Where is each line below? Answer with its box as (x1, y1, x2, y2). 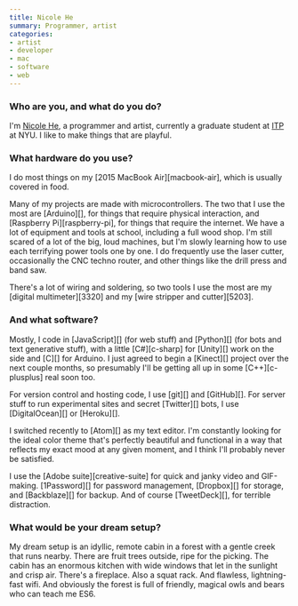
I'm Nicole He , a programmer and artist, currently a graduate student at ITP (9, 121, 285, 132)
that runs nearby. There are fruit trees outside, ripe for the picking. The (9, 550, 270, 561)
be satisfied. (9, 453, 55, 464)
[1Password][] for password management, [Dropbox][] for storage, (40, 480, 285, 490)
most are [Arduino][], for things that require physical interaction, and (9, 208, 260, 219)
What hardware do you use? (9, 152, 133, 164)
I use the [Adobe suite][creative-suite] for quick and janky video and (9, 470, 260, 481)
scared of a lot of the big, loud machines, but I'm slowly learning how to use (9, 236, 287, 247)
